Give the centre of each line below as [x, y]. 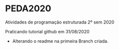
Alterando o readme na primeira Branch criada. [60, 41]
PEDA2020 [28, 9]
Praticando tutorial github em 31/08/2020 [47, 31]
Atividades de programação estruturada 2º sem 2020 [60, 22]
